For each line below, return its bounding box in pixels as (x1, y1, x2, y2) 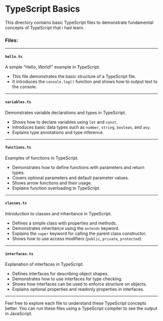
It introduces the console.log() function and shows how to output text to (12, 79, 158, 85)
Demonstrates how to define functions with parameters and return (12, 164, 145, 170)
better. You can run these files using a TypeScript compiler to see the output (5, 305, 158, 311)
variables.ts (5, 100, 32, 105)
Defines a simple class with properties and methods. (12, 220, 117, 226)
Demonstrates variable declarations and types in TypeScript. (5, 110, 126, 115)
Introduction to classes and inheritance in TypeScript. (5, 211, 112, 217)
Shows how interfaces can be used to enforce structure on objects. (12, 281, 147, 287)
